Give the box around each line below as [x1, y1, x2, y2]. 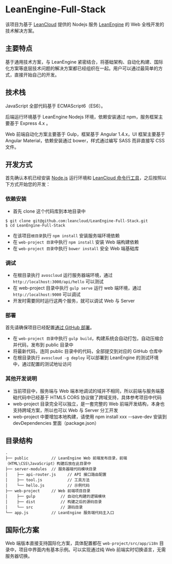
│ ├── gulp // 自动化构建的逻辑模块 [5, 494, 106, 499]
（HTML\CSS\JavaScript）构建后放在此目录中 [5, 461, 91, 466]
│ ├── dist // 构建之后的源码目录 [5, 499, 102, 504]
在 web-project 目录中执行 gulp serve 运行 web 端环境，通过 [12, 285, 142, 291]
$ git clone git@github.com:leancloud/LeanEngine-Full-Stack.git [5, 218, 148, 223]
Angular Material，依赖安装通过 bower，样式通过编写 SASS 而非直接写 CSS [5, 137, 165, 143]
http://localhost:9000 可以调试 [12, 291, 81, 297]
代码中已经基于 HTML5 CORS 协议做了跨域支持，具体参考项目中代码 [17, 394, 162, 400]
